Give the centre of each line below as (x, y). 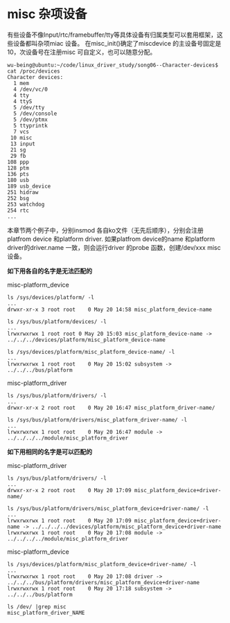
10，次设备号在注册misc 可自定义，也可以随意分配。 (82, 52)
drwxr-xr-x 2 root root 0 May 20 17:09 (69, 490)
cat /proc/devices (34, 71)
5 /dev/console (35, 114)
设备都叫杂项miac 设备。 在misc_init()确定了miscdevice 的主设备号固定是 (117, 43)
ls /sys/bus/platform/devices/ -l (57, 322)
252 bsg (18, 198)
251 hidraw (23, 192)
